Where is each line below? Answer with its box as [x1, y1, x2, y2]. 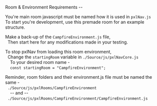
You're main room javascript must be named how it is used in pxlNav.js [5, 14, 152, 19]
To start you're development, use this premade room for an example [5, 19, 145, 25]
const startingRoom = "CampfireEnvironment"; [9, 65, 106, 70]
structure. [5, 24, 25, 30]
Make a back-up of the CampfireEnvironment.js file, [5, 34, 111, 40]
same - [5, 79, 20, 85]
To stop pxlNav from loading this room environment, [5, 49, 112, 54]
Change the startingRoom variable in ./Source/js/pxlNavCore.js [7, 54, 139, 60]
